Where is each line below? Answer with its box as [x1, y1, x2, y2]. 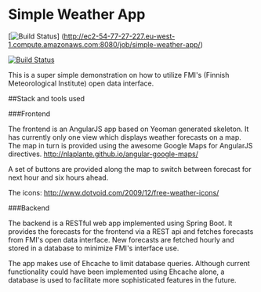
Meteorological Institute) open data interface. [8, 78, 154, 88]
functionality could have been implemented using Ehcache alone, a [8, 267, 225, 276]
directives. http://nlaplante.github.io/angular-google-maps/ [8, 149, 198, 159]
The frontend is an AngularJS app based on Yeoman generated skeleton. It [8, 124, 249, 133]
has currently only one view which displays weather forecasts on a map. [8, 132, 241, 142]
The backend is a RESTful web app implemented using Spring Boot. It [8, 218, 233, 228]
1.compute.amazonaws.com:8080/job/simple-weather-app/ [8, 39, 201, 49]
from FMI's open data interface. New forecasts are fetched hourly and [8, 235, 235, 244]
